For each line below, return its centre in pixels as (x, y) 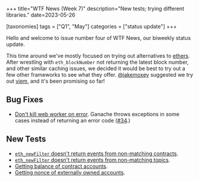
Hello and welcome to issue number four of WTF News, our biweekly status (99, 38)
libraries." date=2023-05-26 (41, 15)
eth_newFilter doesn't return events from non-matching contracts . (97, 153)
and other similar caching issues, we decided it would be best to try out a (96, 68)
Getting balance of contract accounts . (61, 166)
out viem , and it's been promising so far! (56, 81)
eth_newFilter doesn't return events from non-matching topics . (92, 159)
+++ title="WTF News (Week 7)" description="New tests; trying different (95, 9)
